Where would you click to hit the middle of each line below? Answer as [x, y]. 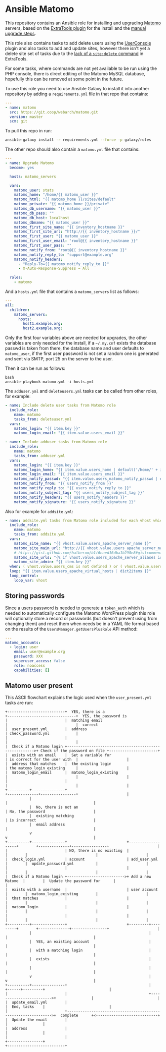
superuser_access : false [40, 661]
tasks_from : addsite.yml [40, 534]
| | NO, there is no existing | [67, 851]
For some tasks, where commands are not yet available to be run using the [81, 68]
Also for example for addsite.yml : [39, 511]
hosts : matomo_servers [33, 176]
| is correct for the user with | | [67, 760]
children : [20, 310]
